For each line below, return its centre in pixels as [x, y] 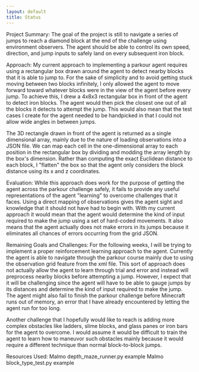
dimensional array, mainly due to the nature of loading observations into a [96, 139]
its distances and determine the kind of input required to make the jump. [94, 289]
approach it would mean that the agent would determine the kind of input [96, 214]
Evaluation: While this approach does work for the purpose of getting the [95, 183]
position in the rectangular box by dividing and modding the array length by [98, 152]
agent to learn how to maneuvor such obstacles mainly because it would [95, 338]
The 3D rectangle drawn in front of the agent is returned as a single [89, 133]
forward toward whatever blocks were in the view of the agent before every [99, 90]
